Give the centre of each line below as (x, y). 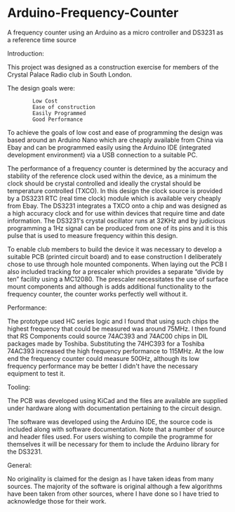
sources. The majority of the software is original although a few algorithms (115, 486)
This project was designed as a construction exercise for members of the (113, 67)
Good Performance (58, 119)
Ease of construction (64, 107)
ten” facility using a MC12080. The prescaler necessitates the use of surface (118, 279)
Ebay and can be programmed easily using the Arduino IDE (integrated (109, 147)
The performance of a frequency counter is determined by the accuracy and (117, 168)
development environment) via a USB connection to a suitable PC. (102, 155)
